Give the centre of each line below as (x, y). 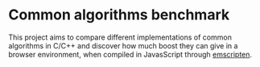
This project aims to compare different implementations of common (120, 37)
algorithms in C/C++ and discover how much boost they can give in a (123, 45)
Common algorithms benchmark (119, 15)
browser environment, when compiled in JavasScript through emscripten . (130, 54)
